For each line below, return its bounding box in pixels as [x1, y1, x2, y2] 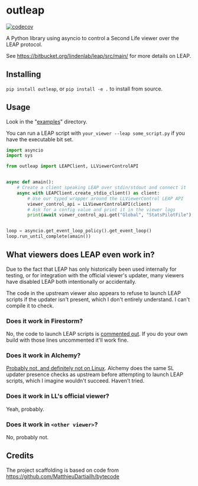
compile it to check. [6, 302, 54, 309]
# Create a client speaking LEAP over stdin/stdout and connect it [17, 184, 186, 191]
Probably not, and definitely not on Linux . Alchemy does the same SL [6, 365, 174, 372]
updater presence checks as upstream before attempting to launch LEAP [6, 371, 184, 378]
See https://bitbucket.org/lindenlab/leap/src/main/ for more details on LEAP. [6, 52, 191, 59]
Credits [6, 451, 34, 461]
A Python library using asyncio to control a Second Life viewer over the [6, 34, 179, 41]
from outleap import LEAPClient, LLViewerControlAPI [6, 163, 139, 169]
